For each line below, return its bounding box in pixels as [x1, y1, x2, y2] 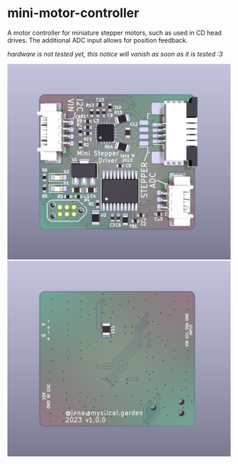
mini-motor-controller [7, 5, 140, 21]
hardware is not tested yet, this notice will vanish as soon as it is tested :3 [7, 50, 223, 58]
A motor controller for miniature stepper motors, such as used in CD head [7, 28, 222, 37]
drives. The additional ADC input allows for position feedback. [7, 35, 188, 44]
